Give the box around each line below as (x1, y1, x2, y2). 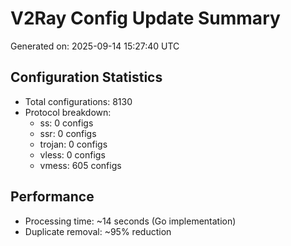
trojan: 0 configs (39, 138, 108, 150)
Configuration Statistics (10, 69, 163, 86)
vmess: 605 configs (39, 159, 122, 171)
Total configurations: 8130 (24, 95, 133, 107)
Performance (10, 188, 95, 206)
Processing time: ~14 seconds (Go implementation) (24, 215, 237, 227)
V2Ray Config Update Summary (10, 7, 281, 30)
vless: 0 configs (39, 148, 106, 161)
